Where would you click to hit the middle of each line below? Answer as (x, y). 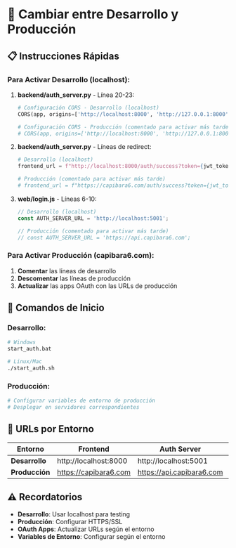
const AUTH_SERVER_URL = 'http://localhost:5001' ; (93, 218)
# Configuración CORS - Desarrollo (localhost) (88, 107)
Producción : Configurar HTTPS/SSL (70, 521)
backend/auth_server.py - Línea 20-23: (76, 95)
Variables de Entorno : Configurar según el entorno (91, 536)
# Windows (22, 342)
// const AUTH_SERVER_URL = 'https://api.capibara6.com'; (104, 237)
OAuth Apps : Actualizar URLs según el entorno (86, 529)
